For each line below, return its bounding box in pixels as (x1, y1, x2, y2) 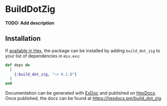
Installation (5, 34, 41, 43)
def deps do (5, 62, 30, 68)
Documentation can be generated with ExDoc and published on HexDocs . (5, 90, 157, 96)
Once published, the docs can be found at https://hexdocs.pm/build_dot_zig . (5, 96, 163, 102)
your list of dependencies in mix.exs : (5, 53, 81, 59)
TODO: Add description (5, 20, 55, 26)
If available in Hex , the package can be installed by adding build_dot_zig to (5, 47, 161, 53)
